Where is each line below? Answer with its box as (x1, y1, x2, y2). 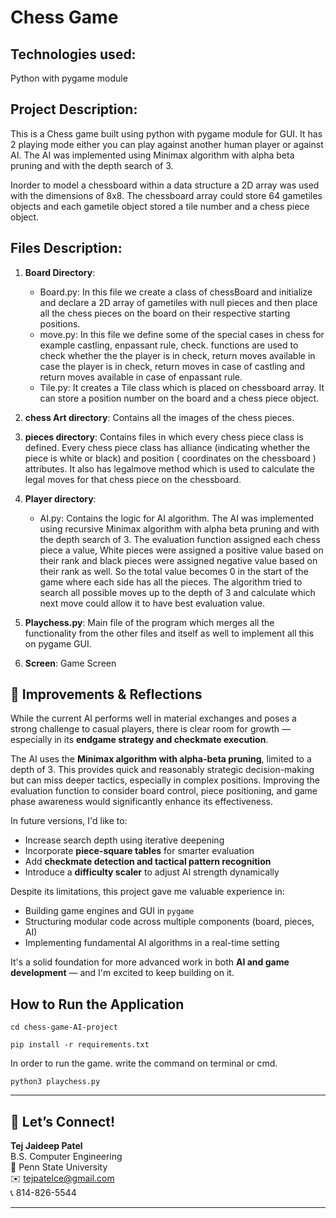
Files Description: (10, 240, 123, 257)
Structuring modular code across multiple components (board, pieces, (24, 916, 315, 928)
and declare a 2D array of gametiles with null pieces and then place (39, 296, 318, 308)
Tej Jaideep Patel (10, 1140, 83, 1152)
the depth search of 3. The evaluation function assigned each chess (39, 533, 321, 545)
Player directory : (24, 492, 97, 505)
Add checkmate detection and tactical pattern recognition (24, 856, 272, 868)
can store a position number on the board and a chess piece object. (39, 392, 320, 404)
